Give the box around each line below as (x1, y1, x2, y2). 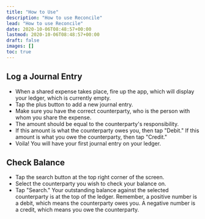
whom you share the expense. (15, 114, 92, 121)
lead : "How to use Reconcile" (6, 20, 84, 26)
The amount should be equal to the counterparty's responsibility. (15, 120, 179, 127)
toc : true (6, 49, 32, 55)
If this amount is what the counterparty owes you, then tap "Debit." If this (15, 127, 199, 134)
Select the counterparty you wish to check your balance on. (15, 180, 166, 187)
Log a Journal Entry (6, 72, 83, 82)
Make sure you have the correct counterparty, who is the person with (15, 107, 190, 114)
